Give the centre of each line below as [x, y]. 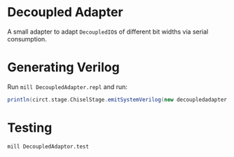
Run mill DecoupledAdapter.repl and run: [68, 87]
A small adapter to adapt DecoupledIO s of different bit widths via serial [108, 32]
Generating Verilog [64, 68]
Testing [30, 128]
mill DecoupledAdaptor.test [48, 146]
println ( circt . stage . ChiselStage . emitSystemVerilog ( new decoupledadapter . [119, 100]
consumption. [27, 39]
